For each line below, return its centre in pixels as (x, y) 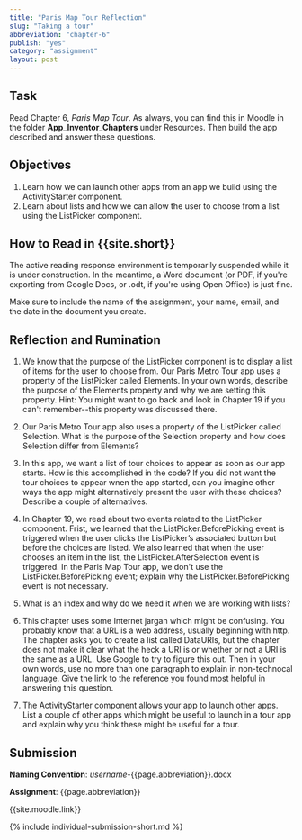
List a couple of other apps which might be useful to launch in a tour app (157, 715)
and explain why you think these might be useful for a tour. (131, 725)
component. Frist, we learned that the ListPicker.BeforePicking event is (153, 528)
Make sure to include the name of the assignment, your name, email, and (144, 302)
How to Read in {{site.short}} (93, 244)
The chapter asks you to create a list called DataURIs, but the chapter (151, 640)
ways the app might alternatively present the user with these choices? (152, 492)
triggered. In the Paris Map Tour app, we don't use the (122, 567)
